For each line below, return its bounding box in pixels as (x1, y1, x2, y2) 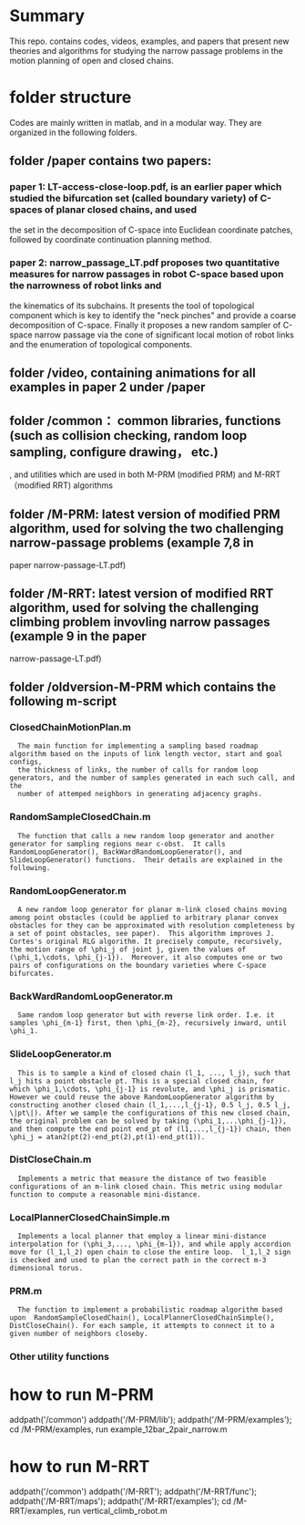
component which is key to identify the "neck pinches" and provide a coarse (9, 309, 297, 320)
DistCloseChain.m (9, 1153, 92, 1166)
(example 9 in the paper (9, 628, 147, 644)
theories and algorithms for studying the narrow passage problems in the (9, 45, 284, 56)
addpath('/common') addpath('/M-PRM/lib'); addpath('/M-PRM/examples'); (9, 1415, 292, 1426)
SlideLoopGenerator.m (9, 1048, 112, 1061)
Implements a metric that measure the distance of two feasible (17, 1174, 267, 1183)
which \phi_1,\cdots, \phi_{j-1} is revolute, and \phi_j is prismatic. (9, 1084, 291, 1094)
